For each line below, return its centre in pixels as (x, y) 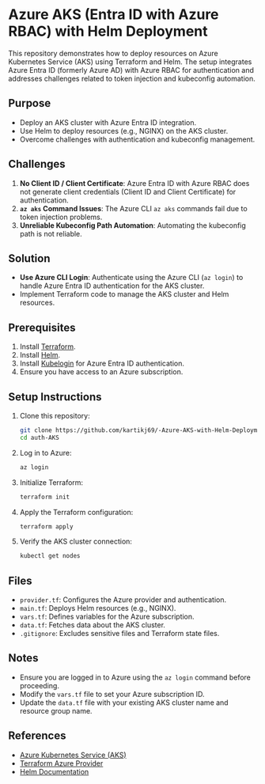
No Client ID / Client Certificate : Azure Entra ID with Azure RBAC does (134, 183)
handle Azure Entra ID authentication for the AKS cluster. (112, 286)
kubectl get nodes (50, 556)
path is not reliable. (51, 233)
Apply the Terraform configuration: (76, 512)
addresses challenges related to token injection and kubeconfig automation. (132, 78)
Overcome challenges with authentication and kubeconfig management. (137, 139)
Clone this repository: (55, 416)
